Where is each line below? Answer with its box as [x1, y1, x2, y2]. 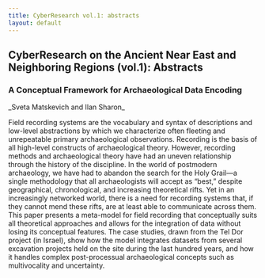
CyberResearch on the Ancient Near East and [8, 48, 237, 62]
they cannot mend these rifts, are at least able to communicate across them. [8, 202, 257, 211]
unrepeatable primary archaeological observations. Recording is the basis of [8, 135, 258, 144]
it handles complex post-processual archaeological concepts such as [8, 253, 235, 262]
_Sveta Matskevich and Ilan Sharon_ [8, 102, 125, 112]
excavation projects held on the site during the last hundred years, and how [8, 244, 255, 253]
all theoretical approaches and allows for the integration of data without [8, 219, 241, 228]
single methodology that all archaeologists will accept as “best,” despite [8, 177, 243, 186]
